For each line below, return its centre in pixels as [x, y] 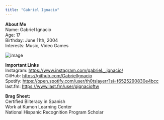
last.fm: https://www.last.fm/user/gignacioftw [52, 86]
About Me [16, 24]
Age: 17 [13, 35]
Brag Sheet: [18, 96]
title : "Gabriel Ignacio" [32, 10]
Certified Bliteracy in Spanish [35, 101]
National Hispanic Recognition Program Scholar [55, 112]
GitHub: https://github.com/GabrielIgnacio [49, 75]
